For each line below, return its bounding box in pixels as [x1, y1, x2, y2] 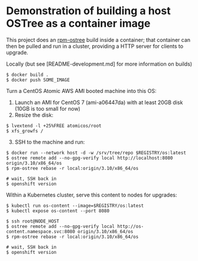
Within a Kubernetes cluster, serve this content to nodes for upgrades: [6, 191, 177, 198]
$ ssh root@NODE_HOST [6, 218, 60, 224]
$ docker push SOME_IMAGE [6, 77, 70, 83]
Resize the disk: [14, 111, 54, 118]
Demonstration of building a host [6, 4, 171, 18]
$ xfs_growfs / [6, 128, 44, 134]
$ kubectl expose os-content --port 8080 [6, 208, 110, 214]
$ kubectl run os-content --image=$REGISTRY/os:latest [6, 202, 144, 208]
